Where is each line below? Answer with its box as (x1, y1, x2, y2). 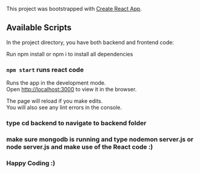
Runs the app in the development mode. (6, 79, 106, 86)
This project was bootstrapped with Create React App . (6, 5, 142, 12)
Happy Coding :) (6, 158, 56, 167)
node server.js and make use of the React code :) (6, 142, 153, 151)
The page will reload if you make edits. (6, 97, 103, 105)
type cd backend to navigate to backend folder (6, 119, 147, 128)
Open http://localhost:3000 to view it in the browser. (6, 86, 137, 93)
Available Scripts (6, 22, 72, 33)
